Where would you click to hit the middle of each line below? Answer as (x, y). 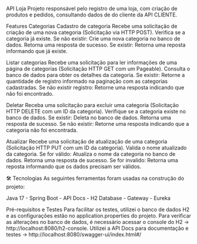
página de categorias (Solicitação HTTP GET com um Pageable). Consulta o (98, 69)
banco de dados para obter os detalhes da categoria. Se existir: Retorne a (96, 75)
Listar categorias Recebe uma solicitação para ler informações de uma (92, 62)
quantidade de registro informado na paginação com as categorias (87, 81)
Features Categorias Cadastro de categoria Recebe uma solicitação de (92, 26)
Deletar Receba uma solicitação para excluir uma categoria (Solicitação (93, 105)
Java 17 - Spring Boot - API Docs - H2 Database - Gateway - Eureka (88, 198)
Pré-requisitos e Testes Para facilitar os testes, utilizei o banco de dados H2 (98, 209)
